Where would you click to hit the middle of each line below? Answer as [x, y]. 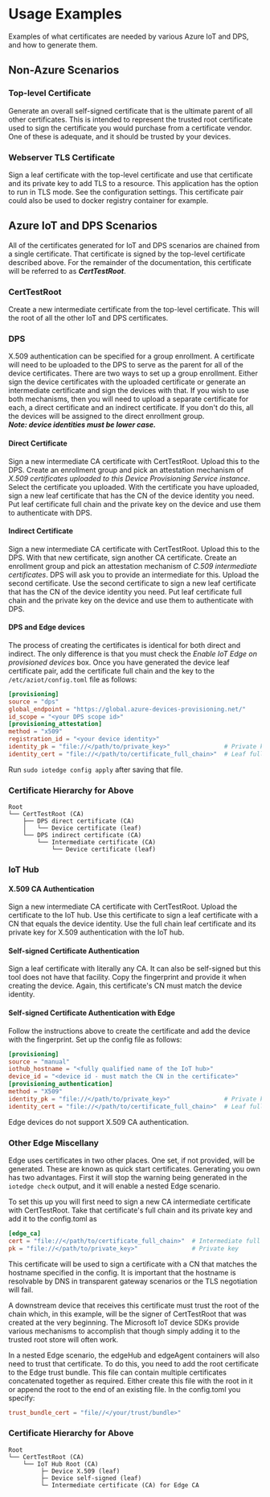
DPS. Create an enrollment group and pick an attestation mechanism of [126, 470]
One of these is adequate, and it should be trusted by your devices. [120, 136]
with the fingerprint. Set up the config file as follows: [95, 1039]
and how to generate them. [53, 44]
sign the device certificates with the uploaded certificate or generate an [127, 382]
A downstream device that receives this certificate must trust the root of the [134, 1305]
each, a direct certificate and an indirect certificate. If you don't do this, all [131, 408]
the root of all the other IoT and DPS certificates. [88, 318]
